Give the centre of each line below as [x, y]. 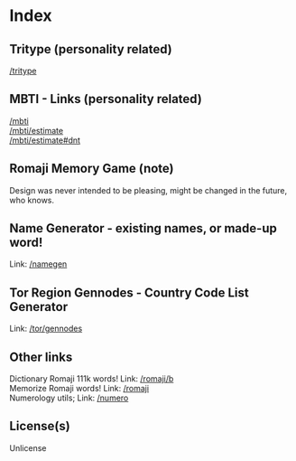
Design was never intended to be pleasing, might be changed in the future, [148, 190]
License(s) [40, 426]
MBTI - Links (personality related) [106, 99]
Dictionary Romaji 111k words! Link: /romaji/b [92, 379]
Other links [41, 357]
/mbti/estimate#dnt [45, 140]
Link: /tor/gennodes [46, 329]
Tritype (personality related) [91, 49]
